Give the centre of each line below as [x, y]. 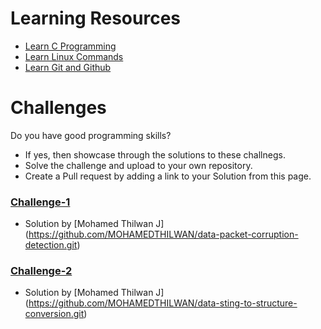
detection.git [51, 245]
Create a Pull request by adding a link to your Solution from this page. [168, 176]
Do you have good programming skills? [91, 135]
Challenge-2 [41, 271]
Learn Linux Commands [74, 56]
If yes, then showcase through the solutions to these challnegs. [155, 154]
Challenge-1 [40, 202]
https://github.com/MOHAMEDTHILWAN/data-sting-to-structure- [163, 303]
